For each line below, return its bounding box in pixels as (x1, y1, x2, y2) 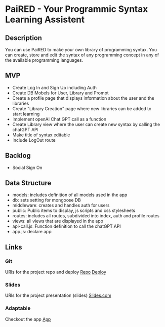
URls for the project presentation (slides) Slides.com (5, 292, 112, 298)
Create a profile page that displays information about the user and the (12, 95, 155, 101)
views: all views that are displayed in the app (12, 218, 104, 224)
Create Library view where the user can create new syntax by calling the (12, 121, 160, 127)
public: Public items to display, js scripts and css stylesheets (12, 207, 136, 213)
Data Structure (5, 179, 52, 187)
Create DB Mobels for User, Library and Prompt (12, 90, 109, 96)
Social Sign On (12, 164, 42, 170)
